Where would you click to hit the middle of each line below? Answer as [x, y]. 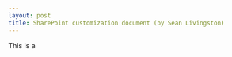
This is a [22, 45]
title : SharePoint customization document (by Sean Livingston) [116, 23]
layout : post [30, 15]
